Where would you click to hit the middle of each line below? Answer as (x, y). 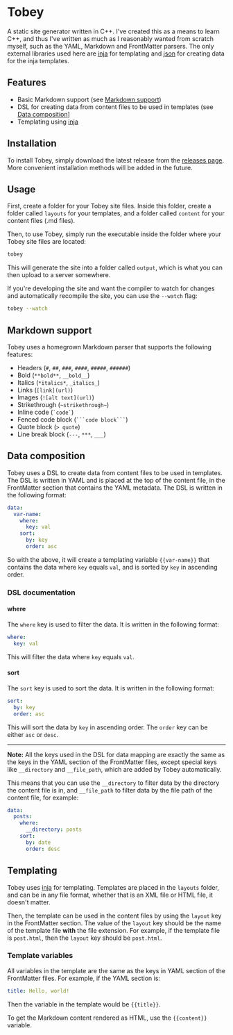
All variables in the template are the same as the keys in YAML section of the (116, 970)
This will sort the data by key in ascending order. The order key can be (107, 727)
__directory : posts (53, 830)
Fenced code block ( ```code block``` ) (72, 419)
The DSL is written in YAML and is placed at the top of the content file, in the (116, 480)
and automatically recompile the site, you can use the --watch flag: (102, 296)
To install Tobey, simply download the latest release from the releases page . (115, 160)
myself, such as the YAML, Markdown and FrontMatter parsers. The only (111, 46)
